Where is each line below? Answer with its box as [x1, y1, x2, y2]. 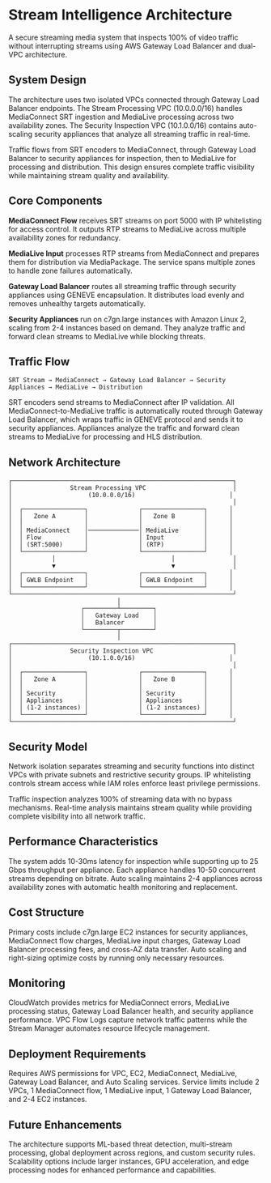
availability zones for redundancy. [8, 232, 121, 242]
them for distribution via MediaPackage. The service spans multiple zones [8, 257, 256, 266]
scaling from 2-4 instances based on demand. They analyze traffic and [8, 322, 245, 333]
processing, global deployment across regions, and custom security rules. [8, 1148, 256, 1158]
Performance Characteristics [8, 835, 159, 849]
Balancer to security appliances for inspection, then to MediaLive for [8, 153, 237, 163]
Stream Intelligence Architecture [8, 6, 233, 24]
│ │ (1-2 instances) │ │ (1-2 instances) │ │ [8, 704, 233, 712]
